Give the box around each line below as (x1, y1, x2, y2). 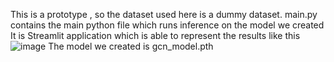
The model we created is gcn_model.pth (48, 40, 214, 52)
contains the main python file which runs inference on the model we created (10, 19, 325, 31)
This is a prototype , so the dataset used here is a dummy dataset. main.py (10, 9, 318, 20)
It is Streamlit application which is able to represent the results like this (10, 30, 301, 41)
